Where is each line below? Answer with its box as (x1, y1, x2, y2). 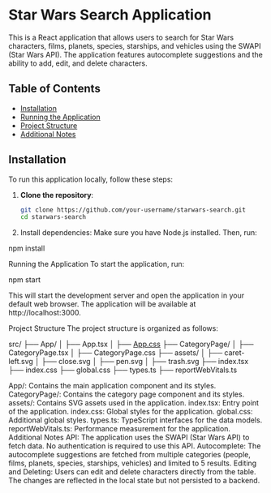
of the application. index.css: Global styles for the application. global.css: (8, 407, 253, 417)
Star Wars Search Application (8, 6, 213, 24)
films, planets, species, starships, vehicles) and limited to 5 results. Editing (8, 458, 257, 468)
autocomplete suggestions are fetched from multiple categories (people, (8, 450, 252, 460)
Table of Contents (8, 82, 101, 96)
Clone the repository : (19, 190, 94, 199)
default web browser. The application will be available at (8, 299, 196, 309)
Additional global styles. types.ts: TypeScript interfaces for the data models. (8, 415, 263, 425)
